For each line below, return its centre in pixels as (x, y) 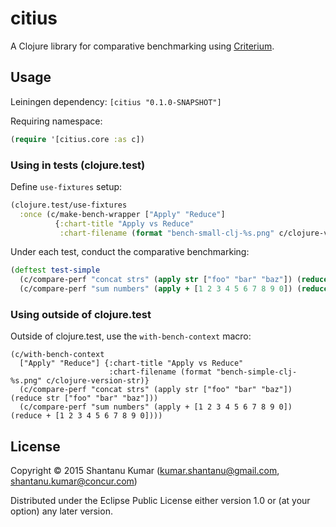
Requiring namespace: (56, 121)
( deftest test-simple (55, 270)
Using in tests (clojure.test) (78, 165)
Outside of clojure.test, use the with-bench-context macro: (131, 336)
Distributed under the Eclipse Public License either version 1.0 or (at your (160, 501)
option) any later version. (61, 511)
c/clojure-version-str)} (98, 381)
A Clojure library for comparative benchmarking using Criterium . (142, 46)
